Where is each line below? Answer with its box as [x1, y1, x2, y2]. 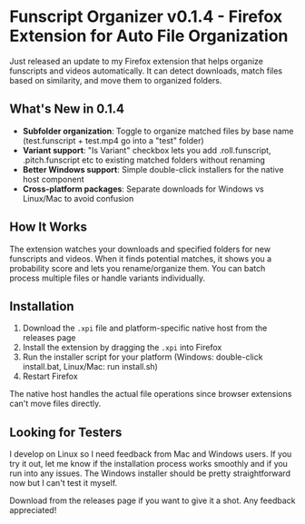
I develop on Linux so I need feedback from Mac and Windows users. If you [9, 449, 292, 460]
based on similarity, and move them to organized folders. [9, 74, 222, 85]
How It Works [9, 220, 88, 235]
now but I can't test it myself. [9, 478, 118, 489]
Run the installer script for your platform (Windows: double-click [22, 351, 263, 362]
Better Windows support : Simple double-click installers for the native [22, 163, 284, 174]
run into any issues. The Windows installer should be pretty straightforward [9, 468, 290, 479]
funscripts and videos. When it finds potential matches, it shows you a [9, 252, 272, 264]
